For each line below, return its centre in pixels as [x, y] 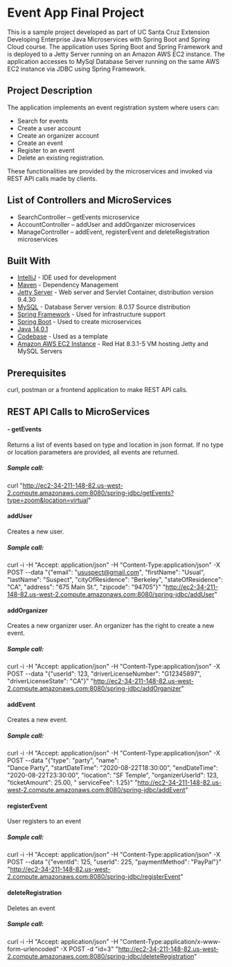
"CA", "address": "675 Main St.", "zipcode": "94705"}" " [87, 587]
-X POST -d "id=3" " [90, 949]
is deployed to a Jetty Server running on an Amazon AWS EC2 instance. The [116, 54]
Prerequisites [37, 373]
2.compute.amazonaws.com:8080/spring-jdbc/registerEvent [94, 877]
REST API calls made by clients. [52, 178]
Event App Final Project [76, 13]
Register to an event [46, 150]
